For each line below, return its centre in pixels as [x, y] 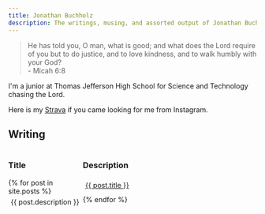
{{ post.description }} [45, 201]
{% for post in [31, 182]
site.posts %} [30, 191]
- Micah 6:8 [46, 70]
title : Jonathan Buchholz [50, 15]
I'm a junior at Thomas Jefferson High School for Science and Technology [128, 86]
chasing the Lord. [37, 94]
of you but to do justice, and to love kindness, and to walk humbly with [142, 54]
